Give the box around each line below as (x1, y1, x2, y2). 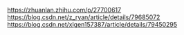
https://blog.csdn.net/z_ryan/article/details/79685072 (7, 13, 160, 21)
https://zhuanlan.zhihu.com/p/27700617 (7, 6, 122, 14)
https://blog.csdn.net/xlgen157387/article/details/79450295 (7, 21, 178, 28)
